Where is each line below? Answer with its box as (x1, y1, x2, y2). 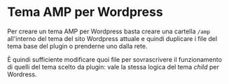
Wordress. (7, 70, 37, 78)
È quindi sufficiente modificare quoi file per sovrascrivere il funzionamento (7, 55, 223, 63)
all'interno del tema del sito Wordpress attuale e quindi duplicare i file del (7, 34, 218, 42)
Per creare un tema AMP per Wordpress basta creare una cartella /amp (7, 27, 210, 35)
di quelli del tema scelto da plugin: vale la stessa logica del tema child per (7, 62, 219, 71)
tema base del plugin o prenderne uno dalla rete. (7, 42, 148, 50)
